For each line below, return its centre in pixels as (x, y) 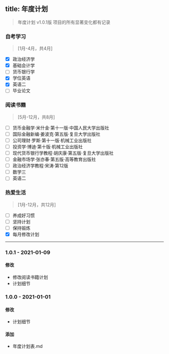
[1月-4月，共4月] (35, 48)
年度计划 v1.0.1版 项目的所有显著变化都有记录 (64, 22)
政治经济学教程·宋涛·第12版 (40, 166)
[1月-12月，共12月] (37, 204)
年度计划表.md (27, 346)
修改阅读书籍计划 (30, 277)
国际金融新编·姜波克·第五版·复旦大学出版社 (56, 134)
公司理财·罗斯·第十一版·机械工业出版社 (52, 140)
